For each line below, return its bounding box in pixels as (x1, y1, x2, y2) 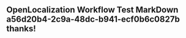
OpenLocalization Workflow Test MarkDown (6, 5, 179, 15)
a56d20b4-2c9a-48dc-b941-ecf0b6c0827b (6, 14, 180, 25)
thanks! (6, 24, 37, 34)
